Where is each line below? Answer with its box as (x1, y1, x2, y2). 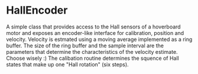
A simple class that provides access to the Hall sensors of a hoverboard (6, 23, 181, 30)
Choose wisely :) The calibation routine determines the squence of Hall (6, 54, 179, 62)
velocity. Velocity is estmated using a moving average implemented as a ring (6, 36, 193, 43)
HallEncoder (6, 4, 68, 17)
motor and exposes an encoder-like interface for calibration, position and (6, 29, 184, 36)
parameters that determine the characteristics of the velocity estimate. (6, 48, 178, 55)
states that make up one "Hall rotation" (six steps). (6, 60, 129, 68)
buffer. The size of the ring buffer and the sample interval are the (6, 42, 164, 49)
